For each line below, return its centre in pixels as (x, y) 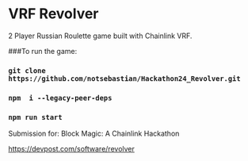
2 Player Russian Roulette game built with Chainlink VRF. (100, 36)
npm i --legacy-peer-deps (60, 98)
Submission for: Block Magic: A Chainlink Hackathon (94, 134)
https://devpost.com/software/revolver (71, 149)
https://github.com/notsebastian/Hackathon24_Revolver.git (124, 79)
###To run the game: (43, 51)
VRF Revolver (53, 14)
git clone (27, 71)
